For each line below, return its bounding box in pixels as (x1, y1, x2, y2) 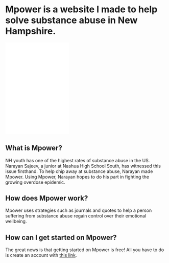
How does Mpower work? (5, 193, 88, 203)
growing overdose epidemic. (5, 179, 65, 185)
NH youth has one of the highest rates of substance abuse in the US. (5, 157, 150, 163)
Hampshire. (5, 26, 56, 37)
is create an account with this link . (5, 252, 77, 258)
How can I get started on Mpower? (5, 233, 117, 242)
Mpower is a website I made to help (5, 4, 158, 15)
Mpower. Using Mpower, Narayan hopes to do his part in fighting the (5, 173, 150, 180)
